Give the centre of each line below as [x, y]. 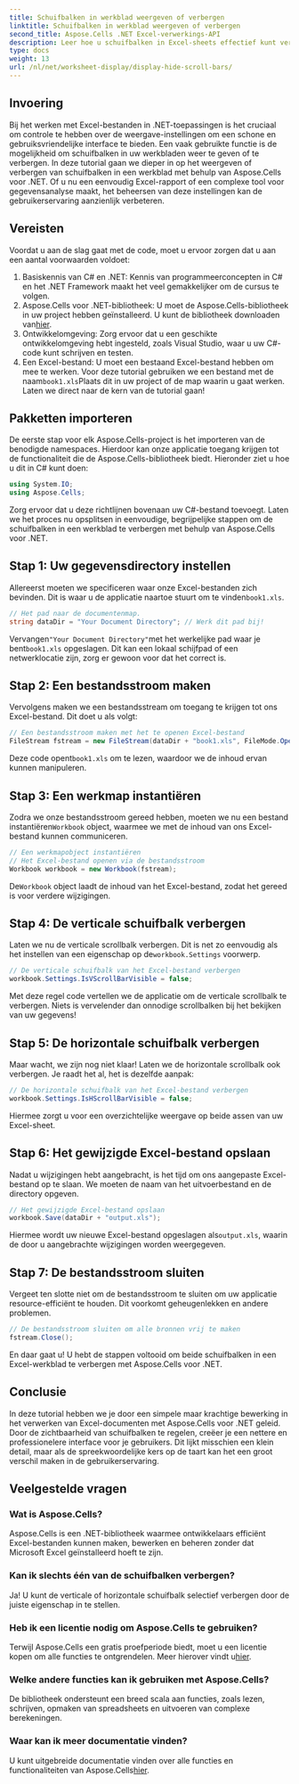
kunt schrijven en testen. [88, 352]
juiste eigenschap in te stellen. [65, 1604]
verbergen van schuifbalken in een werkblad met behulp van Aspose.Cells [145, 172]
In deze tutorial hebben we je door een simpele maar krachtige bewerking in [149, 1413]
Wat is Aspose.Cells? [56, 1514]
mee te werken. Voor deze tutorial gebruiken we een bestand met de [148, 372]
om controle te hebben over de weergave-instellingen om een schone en [143, 134]
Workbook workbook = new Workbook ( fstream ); [93, 869]
